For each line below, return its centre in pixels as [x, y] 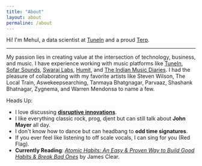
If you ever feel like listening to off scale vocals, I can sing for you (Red [103, 138]
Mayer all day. [32, 125]
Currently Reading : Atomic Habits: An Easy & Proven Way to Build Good [105, 150]
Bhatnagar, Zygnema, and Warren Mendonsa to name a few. [81, 89]
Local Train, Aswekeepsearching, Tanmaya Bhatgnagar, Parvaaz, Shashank [99, 83]
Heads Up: [20, 101]
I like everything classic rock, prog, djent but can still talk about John [100, 119]
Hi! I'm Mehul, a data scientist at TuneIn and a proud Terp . [78, 40]
